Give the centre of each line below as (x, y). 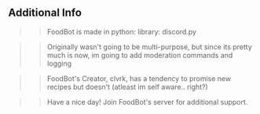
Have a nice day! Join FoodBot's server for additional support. (147, 102)
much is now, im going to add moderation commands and (140, 55)
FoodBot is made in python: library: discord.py (122, 31)
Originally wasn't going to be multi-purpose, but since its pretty (150, 47)
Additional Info (45, 13)
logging (59, 63)
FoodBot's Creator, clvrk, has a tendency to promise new (139, 78)
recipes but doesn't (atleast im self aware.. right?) (127, 87)
